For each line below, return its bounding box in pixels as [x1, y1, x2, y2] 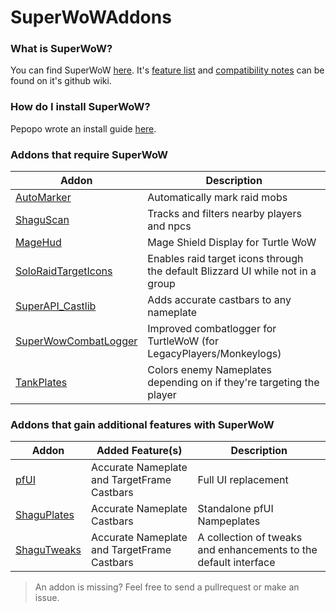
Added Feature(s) [96, 444, 183, 458]
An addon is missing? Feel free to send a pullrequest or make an [34, 581, 300, 593]
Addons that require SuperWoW [10, 147, 169, 161]
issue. [34, 592, 60, 604]
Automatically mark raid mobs [147, 191, 288, 205]
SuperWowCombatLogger [15, 334, 138, 348]
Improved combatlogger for [147, 322, 277, 336]
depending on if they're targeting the [147, 376, 320, 390]
